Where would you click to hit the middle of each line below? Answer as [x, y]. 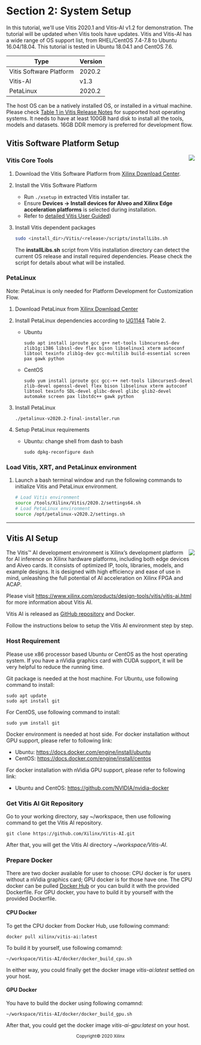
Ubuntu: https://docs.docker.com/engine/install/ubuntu [83, 752]
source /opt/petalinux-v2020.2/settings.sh [70, 514]
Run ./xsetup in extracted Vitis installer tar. [77, 197]
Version [91, 61]
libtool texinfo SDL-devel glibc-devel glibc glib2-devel [98, 391]
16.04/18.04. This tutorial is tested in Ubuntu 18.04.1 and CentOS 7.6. [90, 47]
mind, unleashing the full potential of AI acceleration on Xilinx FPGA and [95, 578]
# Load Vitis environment [47, 497]
